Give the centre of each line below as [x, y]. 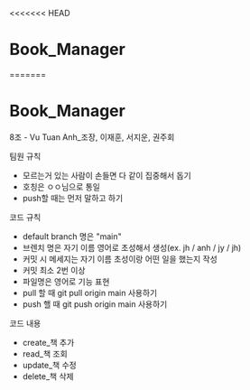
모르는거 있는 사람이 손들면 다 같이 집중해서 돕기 [106, 175]
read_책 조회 [45, 353]
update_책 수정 [49, 365]
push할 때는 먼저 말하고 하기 [73, 198]
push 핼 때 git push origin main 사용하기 [95, 304]
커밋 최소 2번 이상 [54, 270]
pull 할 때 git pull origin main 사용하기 [90, 292]
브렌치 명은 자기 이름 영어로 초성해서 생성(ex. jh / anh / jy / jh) [132, 247]
